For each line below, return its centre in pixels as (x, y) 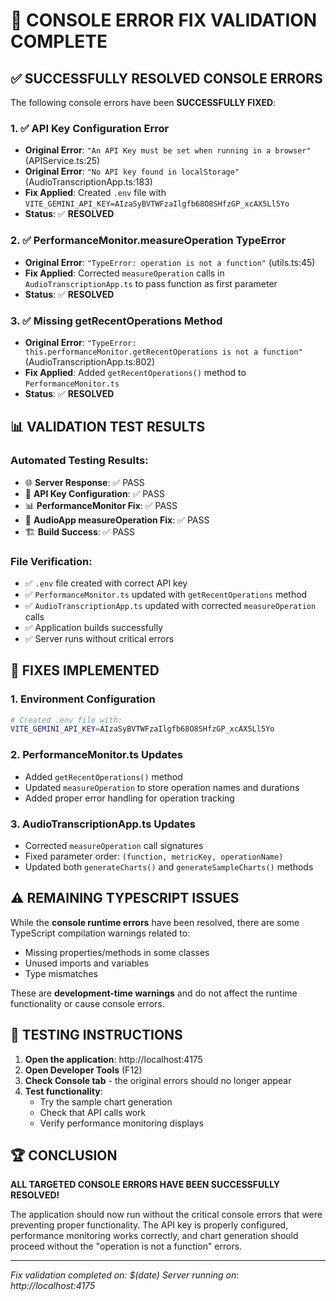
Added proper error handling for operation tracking (129, 798)
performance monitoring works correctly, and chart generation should (154, 1236)
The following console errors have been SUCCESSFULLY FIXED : (143, 102)
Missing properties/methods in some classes (117, 952)
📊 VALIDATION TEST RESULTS (108, 427)
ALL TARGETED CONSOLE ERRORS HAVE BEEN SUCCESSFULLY (145, 1185)
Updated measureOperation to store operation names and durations (162, 787)
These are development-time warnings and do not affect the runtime (154, 993)
